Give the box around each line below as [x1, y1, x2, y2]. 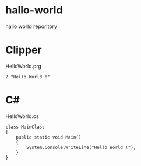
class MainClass [5, 124, 45, 130]
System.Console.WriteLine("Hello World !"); [26, 144, 136, 150]
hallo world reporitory [5, 23, 58, 30]
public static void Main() [16, 134, 82, 140]
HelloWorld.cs [5, 112, 39, 120]
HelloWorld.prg [5, 63, 42, 70]
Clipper [5, 43, 42, 57]
